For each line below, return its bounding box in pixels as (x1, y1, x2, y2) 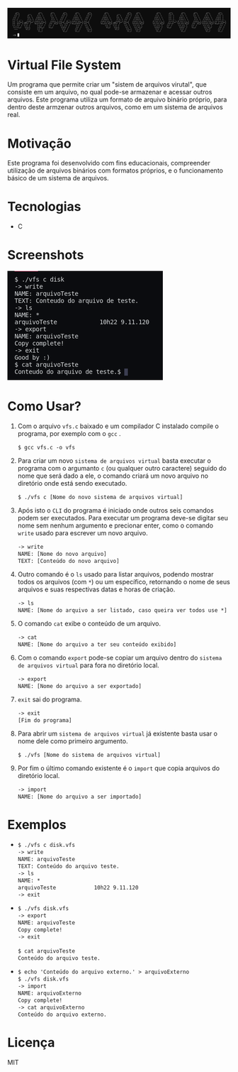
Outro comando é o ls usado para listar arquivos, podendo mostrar (17, 570, 214, 579)
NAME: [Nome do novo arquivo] (17, 551, 108, 558)
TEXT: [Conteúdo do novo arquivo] (17, 558, 120, 565)
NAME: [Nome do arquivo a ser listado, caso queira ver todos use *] (17, 607, 228, 614)
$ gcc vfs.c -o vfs (17, 444, 76, 452)
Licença (7, 1034, 55, 1051)
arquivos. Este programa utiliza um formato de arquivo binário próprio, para (7, 95, 227, 104)
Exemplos (7, 817, 67, 833)
